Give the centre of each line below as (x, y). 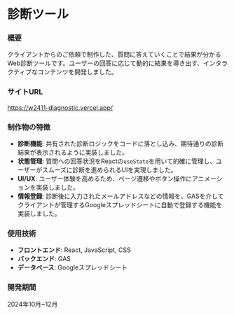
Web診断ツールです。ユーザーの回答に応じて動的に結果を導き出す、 (105, 63)
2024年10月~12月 (33, 304)
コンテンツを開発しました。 (77, 72)
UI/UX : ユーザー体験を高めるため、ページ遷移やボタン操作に (105, 178)
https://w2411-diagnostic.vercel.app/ (60, 107)
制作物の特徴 (29, 127)
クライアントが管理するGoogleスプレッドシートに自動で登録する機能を (120, 205)
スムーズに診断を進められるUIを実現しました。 (109, 170)
